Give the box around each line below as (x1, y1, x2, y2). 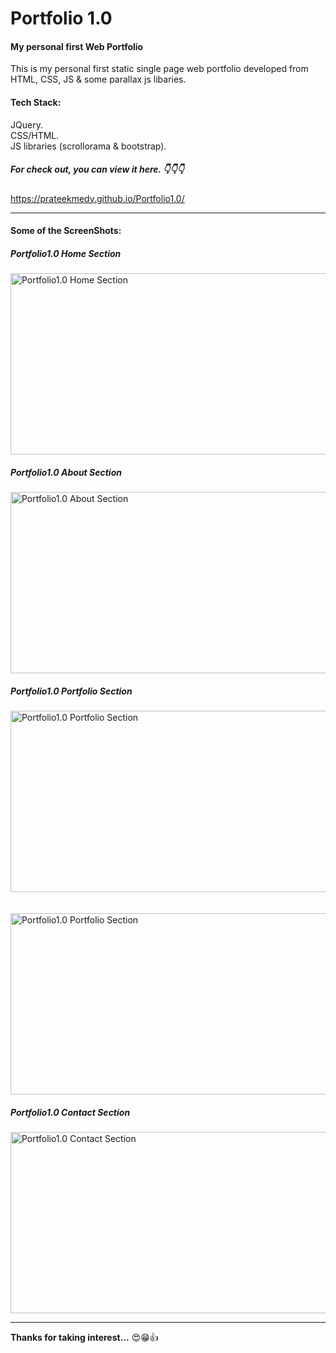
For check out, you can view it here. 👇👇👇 (10, 163, 185, 176)
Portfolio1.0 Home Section (10, 247, 122, 259)
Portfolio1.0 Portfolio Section (10, 685, 133, 697)
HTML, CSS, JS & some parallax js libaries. (10, 73, 187, 86)
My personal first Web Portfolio (10, 40, 144, 52)
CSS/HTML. (10, 129, 60, 141)
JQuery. (10, 118, 43, 131)
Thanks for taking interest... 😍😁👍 (10, 1332, 159, 1344)
